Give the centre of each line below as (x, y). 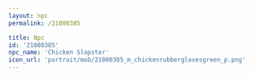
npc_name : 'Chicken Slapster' (59, 53)
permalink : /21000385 (45, 23)
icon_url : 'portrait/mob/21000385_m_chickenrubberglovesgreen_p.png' (127, 60)
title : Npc (27, 38)
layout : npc (28, 16)
